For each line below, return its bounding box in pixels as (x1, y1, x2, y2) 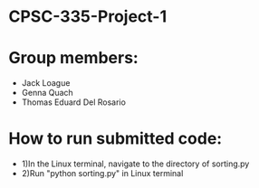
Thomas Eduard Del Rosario (21, 97, 126, 108)
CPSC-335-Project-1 (8, 6, 168, 27)
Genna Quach (21, 88, 73, 99)
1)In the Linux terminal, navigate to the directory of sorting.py (21, 158, 250, 169)
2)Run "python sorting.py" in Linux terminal (21, 168, 184, 179)
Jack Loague (21, 78, 71, 89)
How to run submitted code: (8, 128, 223, 149)
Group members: (8, 48, 139, 69)
